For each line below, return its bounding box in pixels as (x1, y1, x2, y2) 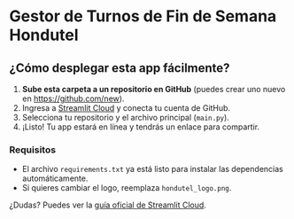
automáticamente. (21, 173, 89, 184)
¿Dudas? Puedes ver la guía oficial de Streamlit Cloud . (9, 199, 206, 210)
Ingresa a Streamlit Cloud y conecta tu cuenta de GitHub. (21, 103, 231, 113)
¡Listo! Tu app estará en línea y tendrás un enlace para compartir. (21, 121, 259, 132)
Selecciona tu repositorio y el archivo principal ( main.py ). (21, 113, 230, 122)
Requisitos (9, 144, 56, 156)
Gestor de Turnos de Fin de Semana (9, 6, 277, 27)
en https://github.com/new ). (21, 93, 125, 104)
